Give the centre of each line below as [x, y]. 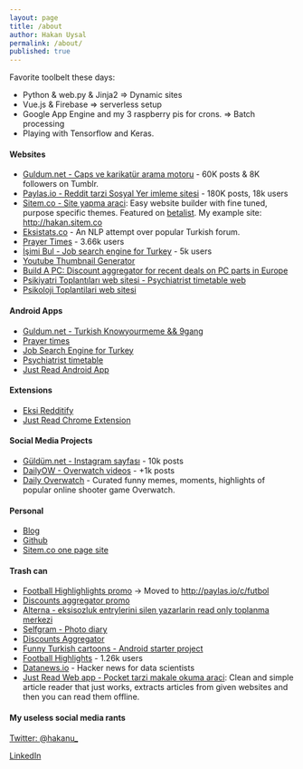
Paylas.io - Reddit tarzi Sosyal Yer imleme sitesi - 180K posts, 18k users [155, 194]
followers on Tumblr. [61, 184]
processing [43, 124]
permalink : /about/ [46, 43]
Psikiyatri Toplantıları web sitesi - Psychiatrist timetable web [134, 280]
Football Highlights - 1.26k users [82, 658]
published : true [40, 52]
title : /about [36, 26]
